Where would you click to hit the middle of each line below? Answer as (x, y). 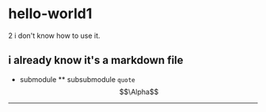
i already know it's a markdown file (96, 60)
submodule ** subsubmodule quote (78, 79)
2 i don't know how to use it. (54, 35)
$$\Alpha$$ (139, 91)
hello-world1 (50, 14)
